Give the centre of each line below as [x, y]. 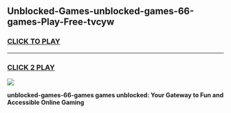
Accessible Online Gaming [46, 102]
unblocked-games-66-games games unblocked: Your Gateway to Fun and [115, 95]
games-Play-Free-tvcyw [61, 22]
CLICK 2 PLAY [31, 67]
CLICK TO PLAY [34, 42]
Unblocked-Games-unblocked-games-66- [101, 11]
